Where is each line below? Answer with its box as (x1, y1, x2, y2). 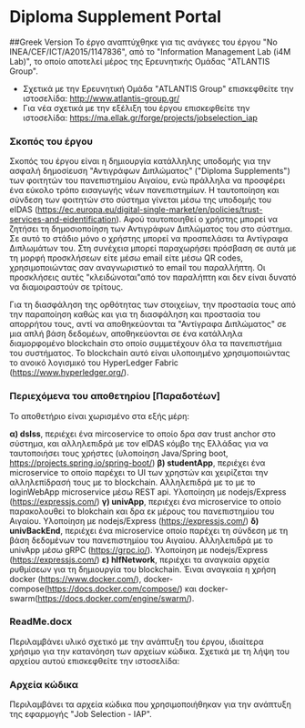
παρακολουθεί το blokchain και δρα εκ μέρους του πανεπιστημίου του (9, 506, 275, 517)
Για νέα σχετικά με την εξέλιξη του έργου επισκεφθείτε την (22, 102, 250, 113)
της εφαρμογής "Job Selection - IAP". (9, 709, 152, 720)
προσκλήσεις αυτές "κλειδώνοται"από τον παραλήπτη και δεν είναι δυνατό (9, 272, 297, 283)
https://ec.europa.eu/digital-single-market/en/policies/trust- (37, 204, 263, 215)
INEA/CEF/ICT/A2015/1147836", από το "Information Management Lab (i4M (9, 46, 291, 56)
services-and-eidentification (9, 214, 117, 225)
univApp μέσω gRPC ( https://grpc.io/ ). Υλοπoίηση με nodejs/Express (9, 544, 269, 555)
